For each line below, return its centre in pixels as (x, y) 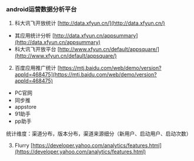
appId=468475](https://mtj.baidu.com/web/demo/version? (86, 75)
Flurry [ (24, 146)
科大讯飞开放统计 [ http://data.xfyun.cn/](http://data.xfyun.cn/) (90, 23)
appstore (26, 107)
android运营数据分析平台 (41, 9)
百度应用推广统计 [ (37, 68)
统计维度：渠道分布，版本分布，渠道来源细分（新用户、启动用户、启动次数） (99, 134)
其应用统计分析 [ (34, 36)
